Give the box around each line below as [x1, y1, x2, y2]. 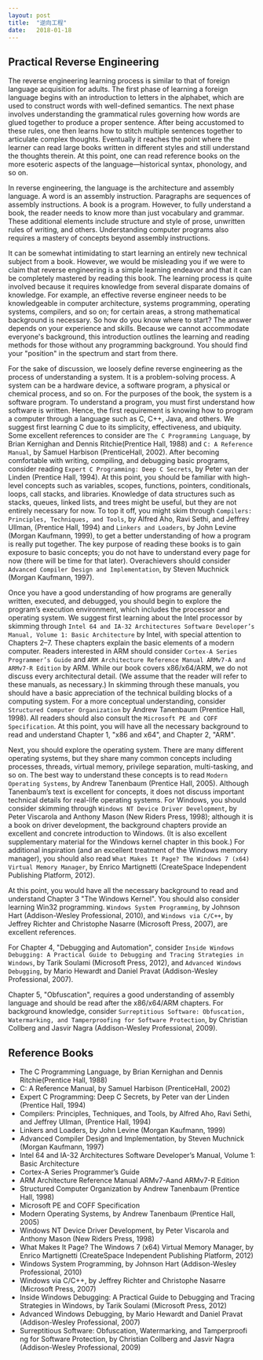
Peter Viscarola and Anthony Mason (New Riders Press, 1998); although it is [8, 812, 254, 822]
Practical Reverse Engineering [8, 55, 159, 68]
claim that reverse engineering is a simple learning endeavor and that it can [8, 265, 252, 275]
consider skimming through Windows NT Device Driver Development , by [8, 803, 237, 814]
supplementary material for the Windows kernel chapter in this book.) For [8, 837, 245, 847]
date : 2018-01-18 [8, 26, 72, 34]
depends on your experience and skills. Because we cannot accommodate [8, 324, 250, 333]
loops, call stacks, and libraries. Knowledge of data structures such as [8, 489, 236, 499]
